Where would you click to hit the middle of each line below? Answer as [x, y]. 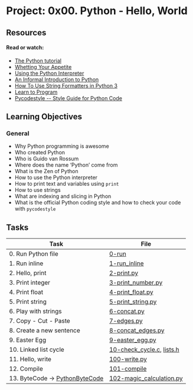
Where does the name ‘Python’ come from [66, 165]
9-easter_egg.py [133, 340]
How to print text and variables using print [67, 184]
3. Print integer [30, 283]
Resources [26, 33]
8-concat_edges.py [137, 330]
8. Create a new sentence [45, 330]
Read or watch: [25, 48]
